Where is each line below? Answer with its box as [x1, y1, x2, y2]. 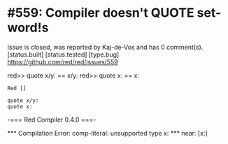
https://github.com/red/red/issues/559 [7, 57, 118, 66]
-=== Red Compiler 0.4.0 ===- [7, 115, 97, 124]
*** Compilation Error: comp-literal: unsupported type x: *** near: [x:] [7, 129, 208, 137]
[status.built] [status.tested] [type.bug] [7, 50, 120, 59]
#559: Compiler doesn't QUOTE [7, 5, 194, 21]
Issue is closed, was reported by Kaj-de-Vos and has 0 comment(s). [7, 43, 204, 51]
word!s [7, 20, 49, 36]
